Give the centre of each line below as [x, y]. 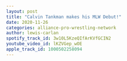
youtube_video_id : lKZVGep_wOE [44, 44]
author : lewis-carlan [32, 33]
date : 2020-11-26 [27, 22]
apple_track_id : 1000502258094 [44, 49]
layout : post [22, 11]
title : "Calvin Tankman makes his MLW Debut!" [64, 17]
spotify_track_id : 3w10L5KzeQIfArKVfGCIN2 [59, 38]
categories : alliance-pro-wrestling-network [61, 28]
